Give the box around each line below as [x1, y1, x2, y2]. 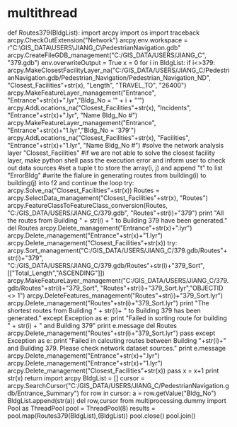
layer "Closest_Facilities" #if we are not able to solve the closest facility [7, 148, 216, 157]
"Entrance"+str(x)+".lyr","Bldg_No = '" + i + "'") [7, 95, 145, 104]
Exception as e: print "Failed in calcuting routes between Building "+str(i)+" [7, 336, 226, 344]
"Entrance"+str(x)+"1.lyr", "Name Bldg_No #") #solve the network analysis [7, 141, 224, 149]
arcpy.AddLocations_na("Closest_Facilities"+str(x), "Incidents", [7, 103, 192, 112]
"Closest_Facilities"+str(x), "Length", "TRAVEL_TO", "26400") [7, 81, 187, 89]
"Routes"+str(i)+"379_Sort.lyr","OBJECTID [100, 283, 224, 292]
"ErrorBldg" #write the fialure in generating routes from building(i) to [7, 171, 207, 180]
